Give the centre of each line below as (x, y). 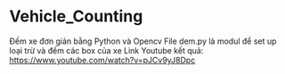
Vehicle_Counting (76, 16)
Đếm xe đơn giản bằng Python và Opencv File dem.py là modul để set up (143, 41)
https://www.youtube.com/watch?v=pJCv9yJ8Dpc (102, 60)
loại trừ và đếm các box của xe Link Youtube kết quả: (106, 50)
